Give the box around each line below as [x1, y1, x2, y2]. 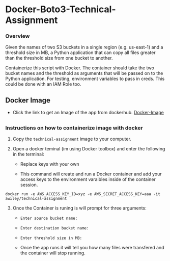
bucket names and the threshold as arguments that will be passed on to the [5, 70, 163, 76]
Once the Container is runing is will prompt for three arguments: [12, 205, 147, 211]
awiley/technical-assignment [5, 196, 67, 201]
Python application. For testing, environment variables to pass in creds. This [5, 75, 165, 82]
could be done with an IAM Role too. [5, 81, 81, 87]
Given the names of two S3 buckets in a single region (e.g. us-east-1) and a [5, 44, 163, 50]
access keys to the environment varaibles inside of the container [20, 176, 156, 182]
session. [20, 182, 38, 188]
